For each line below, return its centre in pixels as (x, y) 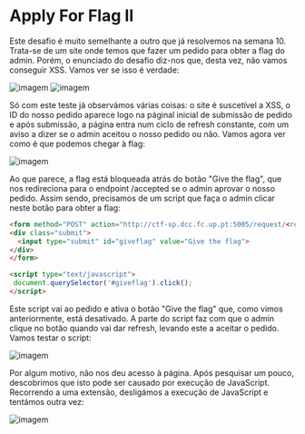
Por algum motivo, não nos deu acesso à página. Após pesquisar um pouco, (152, 372)
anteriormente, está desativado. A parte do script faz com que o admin (142, 318)
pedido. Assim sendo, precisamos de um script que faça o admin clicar (142, 198)
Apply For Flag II (72, 16)
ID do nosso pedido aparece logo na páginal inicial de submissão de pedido (151, 114)
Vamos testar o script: (51, 338)
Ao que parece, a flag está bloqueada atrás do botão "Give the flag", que (146, 179)
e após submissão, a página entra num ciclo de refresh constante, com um (149, 124)
